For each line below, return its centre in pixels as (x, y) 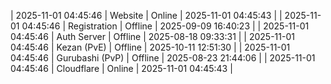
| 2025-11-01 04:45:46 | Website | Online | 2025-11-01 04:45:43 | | (146, 15)
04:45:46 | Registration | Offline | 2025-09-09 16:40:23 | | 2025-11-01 (165, 26)
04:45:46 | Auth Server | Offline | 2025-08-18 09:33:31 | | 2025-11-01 (152, 36)
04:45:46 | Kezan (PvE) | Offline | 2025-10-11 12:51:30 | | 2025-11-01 (150, 47)
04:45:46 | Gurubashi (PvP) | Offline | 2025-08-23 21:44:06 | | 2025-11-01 (163, 58)
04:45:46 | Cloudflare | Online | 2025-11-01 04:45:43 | (121, 68)
